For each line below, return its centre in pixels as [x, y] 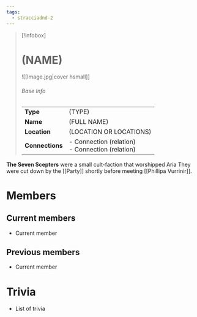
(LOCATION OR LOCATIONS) [110, 131]
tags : [13, 12]
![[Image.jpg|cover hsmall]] [55, 77]
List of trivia [30, 309]
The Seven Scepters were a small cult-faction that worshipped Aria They [98, 164]
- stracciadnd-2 [32, 18]
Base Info [33, 91]
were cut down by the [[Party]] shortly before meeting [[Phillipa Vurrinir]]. [99, 171]
